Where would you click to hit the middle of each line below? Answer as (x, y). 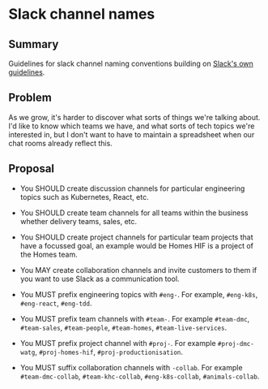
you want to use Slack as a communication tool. (100, 279)
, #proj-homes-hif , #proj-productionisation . (109, 352)
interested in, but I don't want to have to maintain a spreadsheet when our (132, 134)
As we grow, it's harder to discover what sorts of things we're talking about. (134, 117)
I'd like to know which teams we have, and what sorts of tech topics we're (132, 126)
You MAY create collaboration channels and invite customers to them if (138, 270)
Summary (34, 44)
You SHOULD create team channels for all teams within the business (134, 213)
